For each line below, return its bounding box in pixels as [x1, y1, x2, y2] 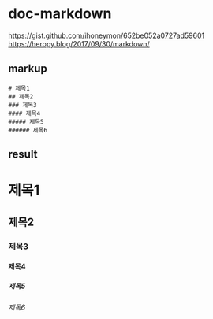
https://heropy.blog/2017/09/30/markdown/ [8, 39, 150, 48]
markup [8, 62, 47, 76]
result [8, 147, 38, 161]
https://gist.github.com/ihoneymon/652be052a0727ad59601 [8, 31, 205, 40]
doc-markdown [8, 5, 112, 23]
